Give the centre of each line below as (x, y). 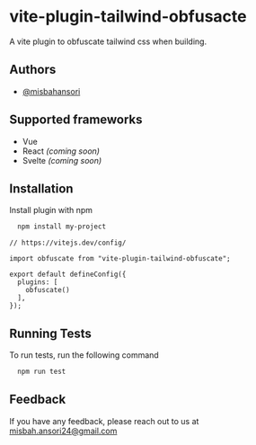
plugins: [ (38, 282)
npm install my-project (62, 227)
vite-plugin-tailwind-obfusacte (128, 17)
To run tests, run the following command (84, 355)
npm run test (42, 372)
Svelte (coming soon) (62, 160)
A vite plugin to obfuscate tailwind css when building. (108, 41)
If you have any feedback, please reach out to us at (104, 421)
